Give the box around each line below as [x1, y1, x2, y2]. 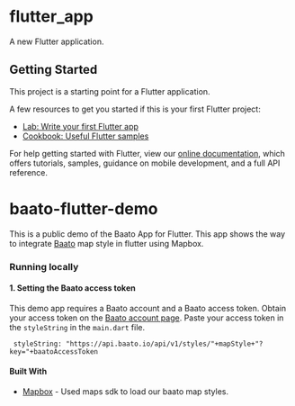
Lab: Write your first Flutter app [22, 121, 139, 131]
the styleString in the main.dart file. [9, 321, 146, 332]
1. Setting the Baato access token [9, 283, 137, 293]
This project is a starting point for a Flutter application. [9, 86, 210, 96]
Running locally [9, 260, 79, 273]
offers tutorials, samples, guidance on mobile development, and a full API [9, 158, 281, 168]
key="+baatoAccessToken [9, 347, 99, 356]
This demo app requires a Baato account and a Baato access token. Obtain [9, 302, 286, 313]
